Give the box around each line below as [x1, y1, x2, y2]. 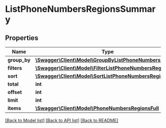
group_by [7, 57, 31, 63]
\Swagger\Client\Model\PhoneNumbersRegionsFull [35, 105, 159, 112]
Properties [5, 34, 39, 42]
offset [7, 89, 22, 95]
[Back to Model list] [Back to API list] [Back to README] [5, 118, 119, 123]
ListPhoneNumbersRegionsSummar [5, 3, 156, 15]
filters [7, 65, 22, 71]
